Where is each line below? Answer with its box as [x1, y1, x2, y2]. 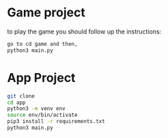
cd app [7, 99, 26, 106]
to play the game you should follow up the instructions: [7, 27, 162, 36]
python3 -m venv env [7, 105, 66, 112]
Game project [7, 5, 85, 20]
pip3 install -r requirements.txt [7, 118, 106, 125]
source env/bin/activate [7, 111, 78, 119]
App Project [7, 70, 76, 85]
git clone [7, 92, 36, 100]
